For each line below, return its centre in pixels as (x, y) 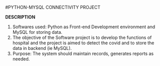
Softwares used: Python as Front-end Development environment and (84, 27)
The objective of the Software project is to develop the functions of (82, 38)
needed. (21, 59)
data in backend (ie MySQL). (42, 48)
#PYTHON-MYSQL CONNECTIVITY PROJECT (53, 7)
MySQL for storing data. (37, 32)
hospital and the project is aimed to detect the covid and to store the (83, 43)
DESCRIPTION (20, 17)
